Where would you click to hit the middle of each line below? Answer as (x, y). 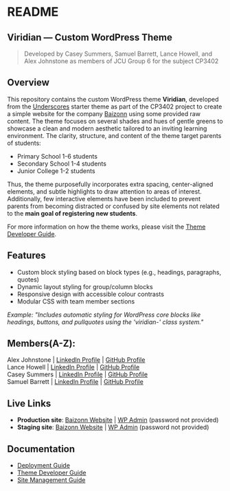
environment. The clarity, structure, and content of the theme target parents (114, 135)
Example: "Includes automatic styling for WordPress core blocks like (104, 315)
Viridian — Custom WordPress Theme (90, 37)
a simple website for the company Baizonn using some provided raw (104, 113)
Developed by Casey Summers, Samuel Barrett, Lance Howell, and (118, 54)
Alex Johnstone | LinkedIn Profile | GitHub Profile (76, 360)
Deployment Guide (44, 466)
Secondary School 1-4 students (61, 163)
